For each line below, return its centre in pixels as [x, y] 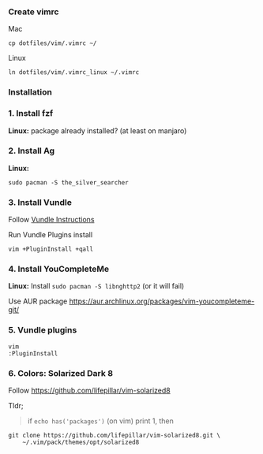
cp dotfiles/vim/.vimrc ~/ [53, 43]
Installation [30, 92]
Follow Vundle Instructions [51, 220]
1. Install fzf [31, 113]
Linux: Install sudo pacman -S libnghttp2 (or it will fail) [96, 286]
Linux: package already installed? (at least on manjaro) [98, 130]
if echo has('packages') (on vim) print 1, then [100, 421]
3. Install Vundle [40, 202]
